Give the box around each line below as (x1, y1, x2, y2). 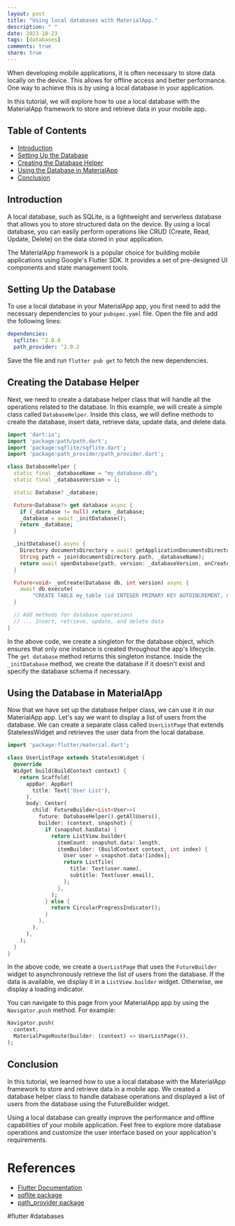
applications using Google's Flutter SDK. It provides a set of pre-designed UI (7, 255, 228, 264)
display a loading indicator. (7, 985, 85, 993)
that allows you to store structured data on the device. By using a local (7, 220, 211, 228)
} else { (44, 898, 71, 905)
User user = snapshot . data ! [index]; (63, 852, 171, 859)
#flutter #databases (7, 1211, 64, 1220)
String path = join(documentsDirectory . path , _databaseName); (20, 553, 205, 560)
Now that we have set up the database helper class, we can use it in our (7, 706, 215, 714)
